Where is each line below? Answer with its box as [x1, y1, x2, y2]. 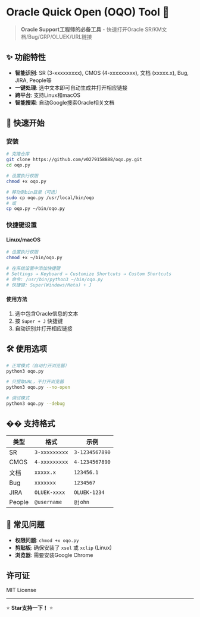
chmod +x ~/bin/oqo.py [6, 255, 62, 261]
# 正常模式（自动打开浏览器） [6, 363, 70, 369]
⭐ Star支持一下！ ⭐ [6, 605, 54, 612]
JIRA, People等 [14, 77, 52, 84]
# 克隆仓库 [6, 151, 30, 157]
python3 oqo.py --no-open [6, 385, 70, 391]
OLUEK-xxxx [35, 489, 65, 496]
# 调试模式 [6, 395, 30, 401]
